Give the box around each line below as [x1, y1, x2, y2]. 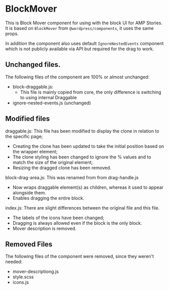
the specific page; [5, 133, 43, 139]
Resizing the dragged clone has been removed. [12, 164, 111, 171]
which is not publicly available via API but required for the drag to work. [5, 46, 154, 52]
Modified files [5, 114, 50, 123]
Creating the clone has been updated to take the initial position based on [12, 143, 164, 149]
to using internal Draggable [20, 94, 77, 100]
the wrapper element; [12, 148, 58, 154]
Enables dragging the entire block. [12, 195, 85, 201]
